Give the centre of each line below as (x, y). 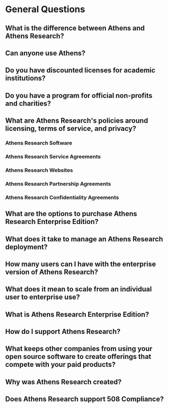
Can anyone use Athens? (45, 53)
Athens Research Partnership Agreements (58, 183)
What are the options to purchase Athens (71, 214)
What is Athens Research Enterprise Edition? (77, 314)
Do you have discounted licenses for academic (80, 70)
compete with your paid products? (61, 365)
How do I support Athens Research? (63, 332)
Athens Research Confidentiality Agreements (62, 197)
